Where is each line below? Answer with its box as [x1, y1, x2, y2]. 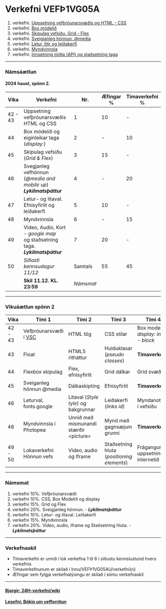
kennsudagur [23, 263, 55, 270]
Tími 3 [111, 316, 126, 323]
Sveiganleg [23, 379, 49, 386]
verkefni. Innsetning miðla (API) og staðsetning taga [12, 51, 118, 57]
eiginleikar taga [23, 135, 59, 141]
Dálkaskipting [68, 382, 100, 389]
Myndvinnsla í [23, 421, 56, 427]
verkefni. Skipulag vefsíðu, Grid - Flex [12, 30, 89, 36]
